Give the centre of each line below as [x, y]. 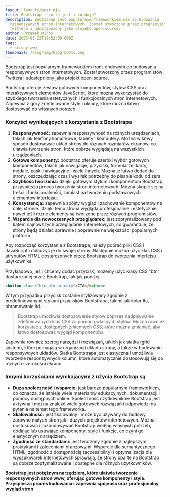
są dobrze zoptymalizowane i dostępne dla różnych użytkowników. [82, 463]
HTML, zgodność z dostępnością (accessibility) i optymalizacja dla [82, 452]
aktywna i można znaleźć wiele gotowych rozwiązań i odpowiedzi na [84, 404]
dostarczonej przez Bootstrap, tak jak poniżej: [53, 276]
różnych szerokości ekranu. [34, 363]
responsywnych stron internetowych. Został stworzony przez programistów [84, 72]
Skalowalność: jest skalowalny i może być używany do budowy [79, 414]
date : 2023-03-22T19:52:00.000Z [39, 39]
